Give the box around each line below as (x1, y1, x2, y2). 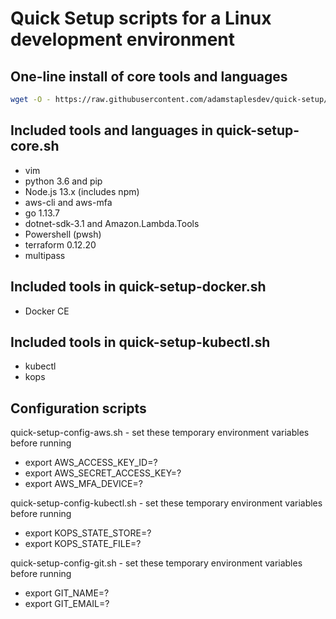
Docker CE (24, 305, 70, 317)
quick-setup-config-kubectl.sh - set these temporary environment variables (10, 497, 323, 509)
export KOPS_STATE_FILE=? (24, 538, 142, 550)
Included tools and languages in (10, 122, 213, 139)
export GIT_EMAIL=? (24, 598, 110, 610)
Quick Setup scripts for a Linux (10, 7, 272, 30)
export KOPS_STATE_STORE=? (24, 527, 152, 539)
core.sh (10, 138, 60, 155)
